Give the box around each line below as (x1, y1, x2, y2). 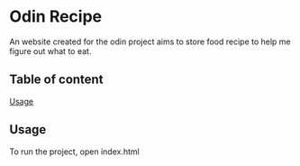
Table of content (9, 72, 104, 88)
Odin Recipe (9, 6, 102, 27)
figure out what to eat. (9, 45, 92, 56)
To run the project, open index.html (9, 146, 140, 157)
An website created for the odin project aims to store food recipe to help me (9, 36, 291, 47)
